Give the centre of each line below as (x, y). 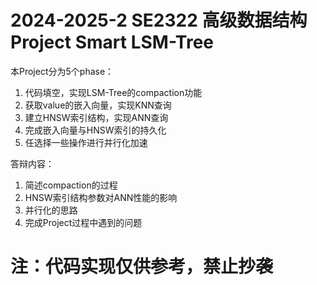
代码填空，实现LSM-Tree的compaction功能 (113, 92)
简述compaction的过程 (71, 185)
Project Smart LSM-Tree (112, 42)
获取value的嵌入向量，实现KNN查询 (98, 105)
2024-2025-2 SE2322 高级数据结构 (159, 20)
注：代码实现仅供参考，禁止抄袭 (142, 267)
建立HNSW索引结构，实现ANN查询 (96, 117)
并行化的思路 (51, 210)
